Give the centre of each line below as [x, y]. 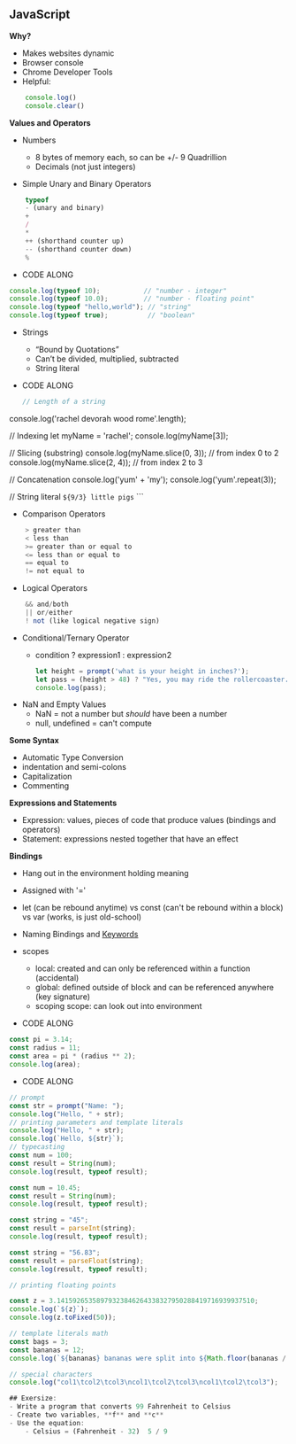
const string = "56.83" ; [55, 1253]
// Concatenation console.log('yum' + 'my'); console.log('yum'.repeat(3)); [143, 479]
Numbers [39, 140]
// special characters [51, 1374]
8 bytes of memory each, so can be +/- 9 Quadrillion [131, 157]
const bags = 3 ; [39, 1341]
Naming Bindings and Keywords [80, 935]
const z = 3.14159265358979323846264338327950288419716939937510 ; [134, 1301]
